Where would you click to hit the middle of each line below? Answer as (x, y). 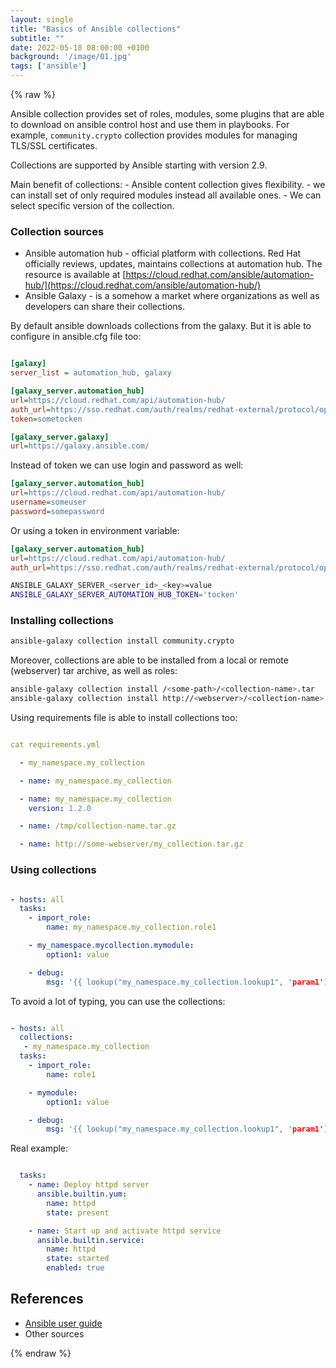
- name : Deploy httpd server (89, 1185)
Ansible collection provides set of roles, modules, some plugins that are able (167, 114)
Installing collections (62, 621)
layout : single (42, 19)
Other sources (54, 1333)
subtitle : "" (37, 38)
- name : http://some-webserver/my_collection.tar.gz (131, 844)
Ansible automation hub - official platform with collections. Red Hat (163, 253)
